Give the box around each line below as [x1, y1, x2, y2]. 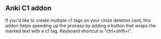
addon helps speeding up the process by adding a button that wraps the [5, 22, 156, 28]
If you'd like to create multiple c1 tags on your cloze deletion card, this [5, 17, 151, 23]
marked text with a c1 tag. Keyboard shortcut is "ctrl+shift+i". [5, 27, 132, 34]
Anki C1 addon [5, 4, 52, 12]
